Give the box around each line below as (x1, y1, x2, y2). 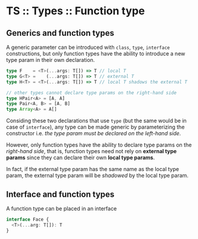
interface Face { (6, 216, 49, 222)
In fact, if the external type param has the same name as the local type (6, 166, 180, 173)
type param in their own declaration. (6, 57, 95, 63)
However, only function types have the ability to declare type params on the (6, 141, 192, 148)
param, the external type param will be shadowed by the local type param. (6, 172, 189, 179)
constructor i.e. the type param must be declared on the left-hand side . (6, 130, 181, 137)
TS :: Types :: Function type (6, 4, 145, 18)
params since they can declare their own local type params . (6, 154, 155, 162)
